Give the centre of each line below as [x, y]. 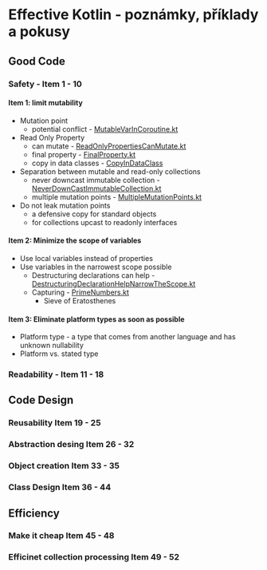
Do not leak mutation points [65, 205]
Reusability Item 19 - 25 [55, 423]
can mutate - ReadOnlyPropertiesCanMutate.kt [109, 146]
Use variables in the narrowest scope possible [96, 267]
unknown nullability [51, 346]
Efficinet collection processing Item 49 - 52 [94, 557]
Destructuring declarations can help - [93, 275]
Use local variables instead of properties [86, 258]
